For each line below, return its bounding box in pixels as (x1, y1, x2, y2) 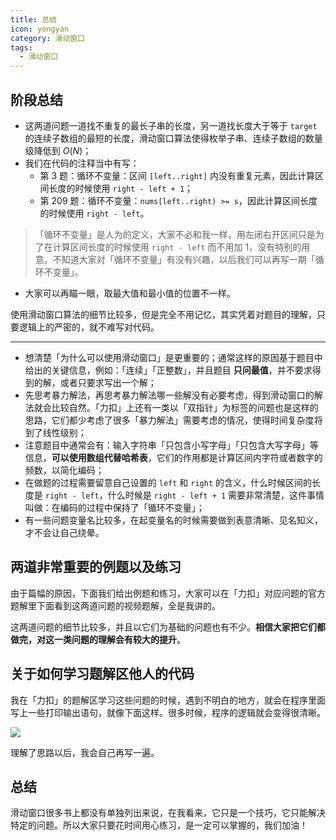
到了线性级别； (24, 426, 87, 438)
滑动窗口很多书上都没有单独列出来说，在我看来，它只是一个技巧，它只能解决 (10, 807, 326, 819)
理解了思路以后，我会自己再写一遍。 (10, 746, 160, 758)
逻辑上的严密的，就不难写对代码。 (18, 321, 160, 333)
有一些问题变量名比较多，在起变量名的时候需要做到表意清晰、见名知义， (24, 514, 323, 526)
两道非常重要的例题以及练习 (10, 559, 182, 576)
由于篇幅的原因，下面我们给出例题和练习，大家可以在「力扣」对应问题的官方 (10, 587, 326, 599)
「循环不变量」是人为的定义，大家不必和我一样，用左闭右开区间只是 (34, 228, 316, 240)
